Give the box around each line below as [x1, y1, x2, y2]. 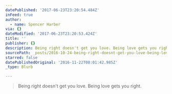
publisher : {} [5, 41, 36, 46]
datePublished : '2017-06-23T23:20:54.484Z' [5, 7, 100, 13]
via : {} [5, 27, 22, 32]
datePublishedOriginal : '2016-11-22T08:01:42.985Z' [5, 60, 118, 65]
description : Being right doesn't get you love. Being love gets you [5, 45, 157, 51]
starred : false [5, 55, 38, 60]
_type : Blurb [5, 64, 33, 69]
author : [5, 17, 22, 22]
